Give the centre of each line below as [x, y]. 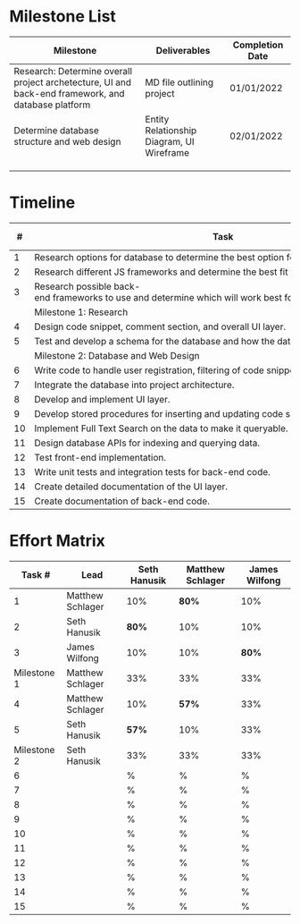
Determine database [57, 130]
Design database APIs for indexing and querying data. [147, 443]
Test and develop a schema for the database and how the [154, 341]
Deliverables [183, 50]
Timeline [42, 203]
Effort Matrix [57, 541]
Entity [157, 119]
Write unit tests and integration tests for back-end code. [152, 471]
